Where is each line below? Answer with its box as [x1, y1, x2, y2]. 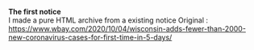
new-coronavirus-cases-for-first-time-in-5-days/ [8, 32, 173, 42]
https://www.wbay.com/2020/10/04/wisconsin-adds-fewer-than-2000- [8, 24, 246, 33]
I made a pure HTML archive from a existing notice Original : [8, 15, 208, 25]
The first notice [8, 7, 61, 16]
